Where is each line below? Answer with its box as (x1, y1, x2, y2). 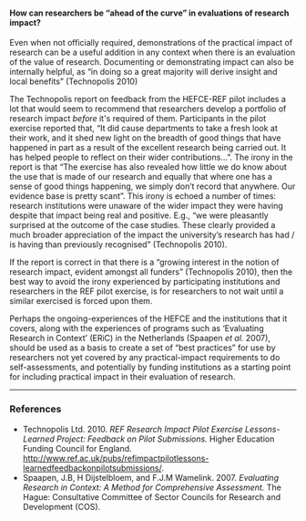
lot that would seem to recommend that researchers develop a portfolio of (9, 103, 287, 114)
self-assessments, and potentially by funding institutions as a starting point (9, 361, 291, 373)
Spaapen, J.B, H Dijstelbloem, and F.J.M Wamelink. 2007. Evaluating (22, 472, 280, 483)
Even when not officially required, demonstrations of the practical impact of (9, 37, 293, 48)
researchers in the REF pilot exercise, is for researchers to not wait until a (9, 286, 284, 297)
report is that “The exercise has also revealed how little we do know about (9, 162, 287, 172)
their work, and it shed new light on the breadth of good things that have (9, 132, 281, 143)
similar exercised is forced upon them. (9, 296, 153, 307)
